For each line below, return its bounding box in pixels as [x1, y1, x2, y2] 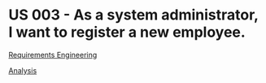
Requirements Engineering [8, 50, 98, 59]
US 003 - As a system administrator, [8, 6, 259, 24]
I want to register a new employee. [8, 23, 246, 41]
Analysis [8, 65, 37, 75]
